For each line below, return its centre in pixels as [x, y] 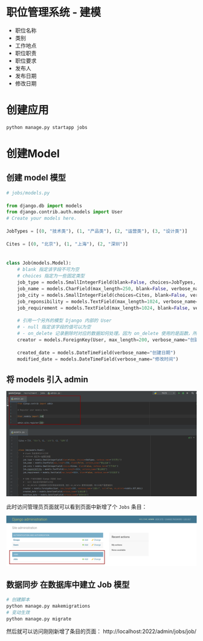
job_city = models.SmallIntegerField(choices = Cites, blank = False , [102, 295]
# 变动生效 [18, 613]
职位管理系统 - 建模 [54, 12]
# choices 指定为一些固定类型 [51, 276]
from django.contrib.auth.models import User [64, 212]
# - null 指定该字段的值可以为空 [54, 327]
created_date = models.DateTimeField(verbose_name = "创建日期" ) [97, 353]
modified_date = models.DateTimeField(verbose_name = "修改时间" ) [98, 359]
